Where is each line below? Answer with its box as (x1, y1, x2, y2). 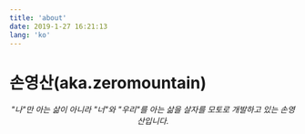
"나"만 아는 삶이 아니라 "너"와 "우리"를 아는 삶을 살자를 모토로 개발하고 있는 (10, 104, 279, 115)
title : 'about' (9, 13, 67, 23)
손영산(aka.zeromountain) (9, 72, 207, 93)
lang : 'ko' (9, 30, 51, 39)
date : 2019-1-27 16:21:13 (9, 22, 107, 31)
